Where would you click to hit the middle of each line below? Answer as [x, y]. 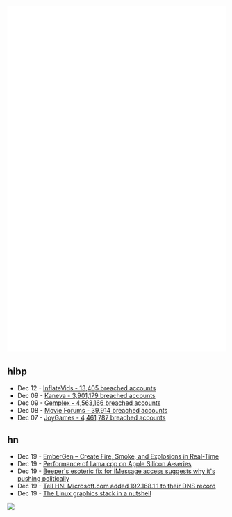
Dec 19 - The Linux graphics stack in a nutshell [84, 493]
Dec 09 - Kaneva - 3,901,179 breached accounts [86, 396]
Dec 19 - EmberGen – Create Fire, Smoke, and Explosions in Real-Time [118, 456]
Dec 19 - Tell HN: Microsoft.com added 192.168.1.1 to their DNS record [116, 486]
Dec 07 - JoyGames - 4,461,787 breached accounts [91, 418]
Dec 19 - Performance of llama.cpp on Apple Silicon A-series [104, 464]
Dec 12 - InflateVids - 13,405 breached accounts [86, 388]
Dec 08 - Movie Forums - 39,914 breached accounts [92, 411]
